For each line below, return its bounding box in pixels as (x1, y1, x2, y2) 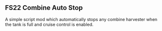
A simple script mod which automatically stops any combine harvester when (5, 16, 158, 22)
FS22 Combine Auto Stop (5, 4, 83, 12)
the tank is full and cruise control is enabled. (5, 21, 94, 27)
